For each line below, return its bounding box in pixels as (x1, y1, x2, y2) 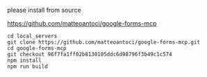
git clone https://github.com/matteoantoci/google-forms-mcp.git (7, 39, 200, 46)
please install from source (7, 6, 81, 14)
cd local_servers (7, 33, 58, 40)
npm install (7, 57, 42, 64)
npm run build (7, 63, 49, 70)
